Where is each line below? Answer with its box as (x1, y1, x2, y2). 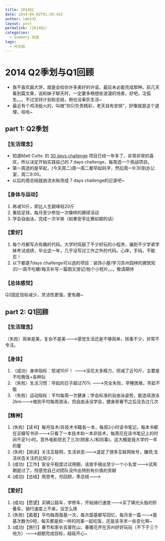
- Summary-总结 (9, 35, 40, 40)
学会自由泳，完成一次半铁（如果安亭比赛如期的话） (12, 215, 117, 221)
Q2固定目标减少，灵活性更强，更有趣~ (5, 292, 83, 298)
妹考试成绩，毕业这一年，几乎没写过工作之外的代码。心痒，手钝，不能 (12, 248, 156, 253)
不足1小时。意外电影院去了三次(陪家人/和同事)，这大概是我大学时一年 (16, 437, 158, 443)
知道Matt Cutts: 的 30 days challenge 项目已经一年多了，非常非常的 (12, 153, 150, 159)
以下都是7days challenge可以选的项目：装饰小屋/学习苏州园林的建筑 (12, 260, 152, 266)
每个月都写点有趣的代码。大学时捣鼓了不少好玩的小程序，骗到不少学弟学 (12, 241, 160, 247)
